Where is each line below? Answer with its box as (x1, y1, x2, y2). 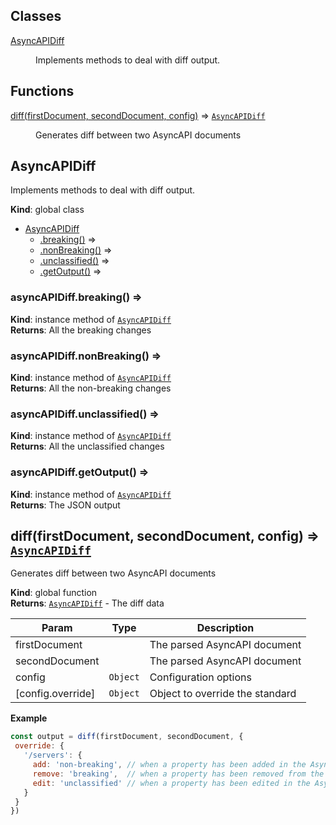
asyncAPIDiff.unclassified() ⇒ (10, 407, 160, 421)
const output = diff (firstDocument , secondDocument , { (10, 732, 244, 742)
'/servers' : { (23, 750, 83, 761)
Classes (10, 8, 62, 25)
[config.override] (15, 687, 96, 701)
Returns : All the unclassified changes (10, 440, 165, 453)
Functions (10, 83, 75, 100)
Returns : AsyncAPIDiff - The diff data (10, 597, 165, 609)
